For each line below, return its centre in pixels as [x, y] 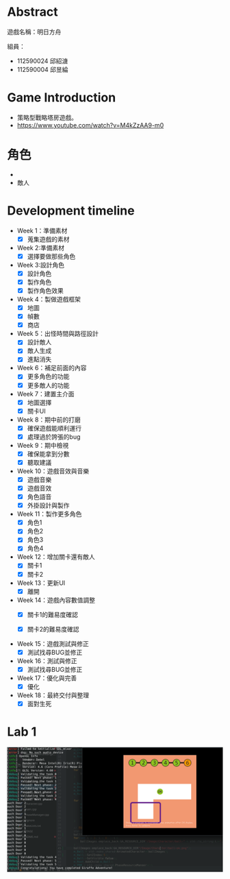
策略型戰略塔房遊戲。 [47, 117]
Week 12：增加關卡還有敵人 [56, 557]
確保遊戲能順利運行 [54, 428]
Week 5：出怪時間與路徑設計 [58, 334]
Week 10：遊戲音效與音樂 [53, 471]
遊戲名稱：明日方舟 [34, 32]
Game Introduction [62, 98]
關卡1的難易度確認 [53, 614]
